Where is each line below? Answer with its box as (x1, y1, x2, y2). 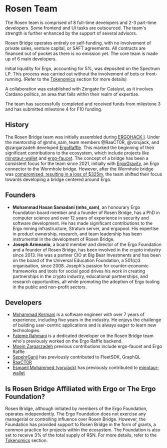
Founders (5, 191, 36, 199)
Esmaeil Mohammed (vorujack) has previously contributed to (12, 364, 138, 370)
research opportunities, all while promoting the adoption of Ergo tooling (12, 278, 160, 284)
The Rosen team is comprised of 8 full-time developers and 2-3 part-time (5, 19, 156, 25)
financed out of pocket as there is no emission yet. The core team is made (5, 50, 158, 56)
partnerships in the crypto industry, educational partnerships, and (12, 273, 148, 279)
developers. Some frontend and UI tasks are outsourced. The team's (5, 24, 146, 30)
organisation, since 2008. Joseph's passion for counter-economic (12, 262, 149, 268)
